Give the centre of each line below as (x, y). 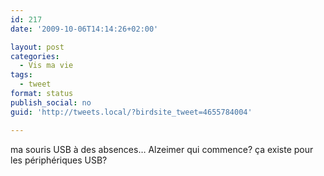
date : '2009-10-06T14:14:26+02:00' (84, 29)
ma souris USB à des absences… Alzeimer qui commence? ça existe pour (162, 149)
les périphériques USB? (59, 160)
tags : (21, 75)
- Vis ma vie (46, 66)
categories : (35, 56)
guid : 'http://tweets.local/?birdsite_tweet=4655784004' (131, 112)
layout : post (37, 47)
